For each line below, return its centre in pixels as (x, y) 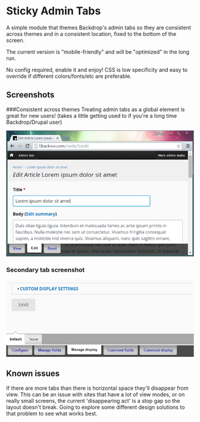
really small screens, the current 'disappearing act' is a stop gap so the (93, 400)
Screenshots (30, 95)
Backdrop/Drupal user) (34, 122)
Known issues (33, 374)
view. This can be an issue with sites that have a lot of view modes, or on (96, 394)
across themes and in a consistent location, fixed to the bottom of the (91, 33)
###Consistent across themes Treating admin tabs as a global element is (96, 109)
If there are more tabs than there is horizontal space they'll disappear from (97, 388)
